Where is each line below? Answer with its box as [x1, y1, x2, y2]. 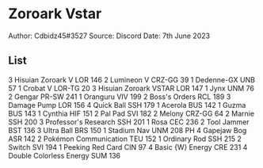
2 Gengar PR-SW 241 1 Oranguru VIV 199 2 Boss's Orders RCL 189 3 [8, 92, 231, 101]
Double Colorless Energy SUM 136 [8, 151, 121, 160]
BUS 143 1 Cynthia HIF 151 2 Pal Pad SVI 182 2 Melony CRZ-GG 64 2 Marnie [8, 109, 255, 118]
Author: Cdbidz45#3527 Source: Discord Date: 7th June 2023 [8, 31, 211, 40]
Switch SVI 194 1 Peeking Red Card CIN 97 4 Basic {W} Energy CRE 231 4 [8, 142, 248, 151]
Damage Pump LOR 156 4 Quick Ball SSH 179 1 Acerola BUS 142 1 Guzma [8, 100, 246, 109]
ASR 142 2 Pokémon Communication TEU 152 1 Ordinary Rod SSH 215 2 [8, 134, 242, 143]
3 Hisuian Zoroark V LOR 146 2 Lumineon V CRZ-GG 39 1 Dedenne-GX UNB [8, 74, 256, 84]
